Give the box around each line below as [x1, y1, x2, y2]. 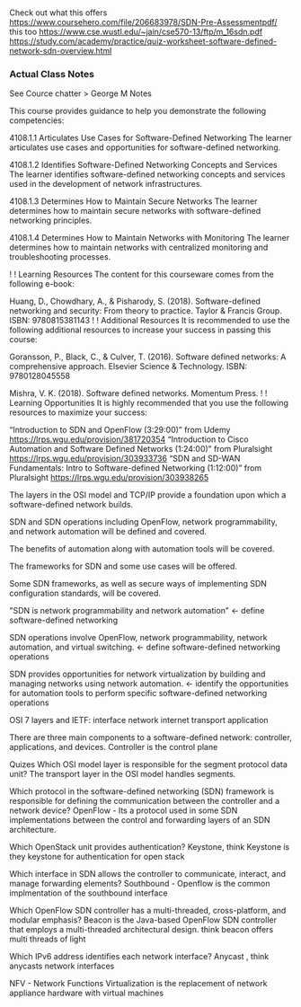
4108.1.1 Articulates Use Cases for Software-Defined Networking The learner [9, 133, 292, 144]
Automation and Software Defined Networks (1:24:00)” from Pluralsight [9, 444, 273, 455]
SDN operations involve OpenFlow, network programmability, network [9, 632, 268, 643]
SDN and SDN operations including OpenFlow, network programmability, [9, 517, 278, 527]
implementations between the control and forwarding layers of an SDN [9, 815, 271, 826]
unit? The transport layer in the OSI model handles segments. [9, 769, 236, 780]
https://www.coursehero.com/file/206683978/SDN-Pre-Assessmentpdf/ [9, 17, 278, 28]
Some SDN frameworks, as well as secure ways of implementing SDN [9, 579, 268, 589]
